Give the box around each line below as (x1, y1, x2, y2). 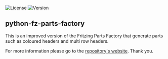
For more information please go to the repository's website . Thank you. (5, 48, 153, 54)
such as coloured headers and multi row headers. (5, 38, 109, 44)
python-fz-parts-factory (5, 19, 85, 28)
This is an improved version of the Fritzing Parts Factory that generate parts (5, 33, 163, 39)
